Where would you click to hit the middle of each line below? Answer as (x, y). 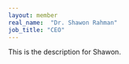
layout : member (33, 15)
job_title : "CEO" (37, 30)
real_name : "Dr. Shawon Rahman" (63, 23)
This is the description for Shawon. (65, 52)
